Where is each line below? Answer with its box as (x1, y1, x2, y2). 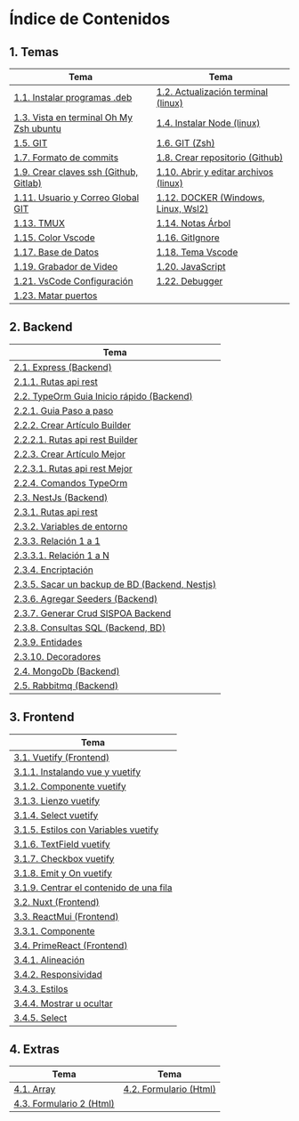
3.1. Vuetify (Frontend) (13, 751, 109, 763)
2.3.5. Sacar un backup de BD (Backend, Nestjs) (13, 578, 216, 590)
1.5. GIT (13, 137, 48, 149)
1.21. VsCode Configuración (13, 275, 133, 287)
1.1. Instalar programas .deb (13, 92, 133, 103)
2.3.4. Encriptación (13, 564, 93, 576)
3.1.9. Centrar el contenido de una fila (13, 881, 173, 894)
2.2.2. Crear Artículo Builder (13, 418, 132, 431)
